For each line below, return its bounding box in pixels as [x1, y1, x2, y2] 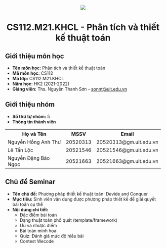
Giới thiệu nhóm [5, 100, 55, 109]
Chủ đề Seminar [5, 178, 56, 186]
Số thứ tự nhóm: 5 [12, 113, 50, 119]
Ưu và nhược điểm [19, 222, 57, 228]
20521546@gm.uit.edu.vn [96, 147, 159, 153]
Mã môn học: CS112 [12, 70, 53, 76]
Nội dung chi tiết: [12, 206, 48, 212]
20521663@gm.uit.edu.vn [96, 157, 159, 164]
